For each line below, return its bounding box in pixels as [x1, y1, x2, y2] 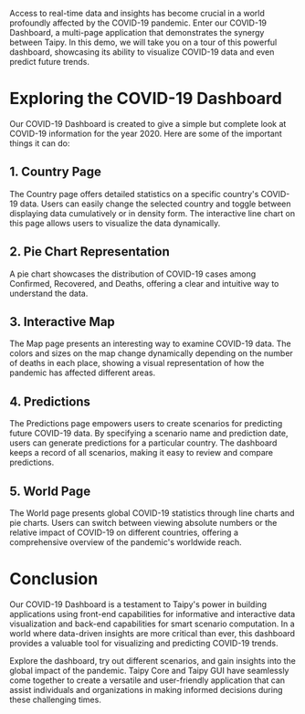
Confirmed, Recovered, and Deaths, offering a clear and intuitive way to [9, 278, 279, 289]
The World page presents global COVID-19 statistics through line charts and [9, 508, 295, 519]
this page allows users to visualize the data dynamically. [9, 217, 221, 228]
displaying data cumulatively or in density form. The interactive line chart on [9, 207, 295, 218]
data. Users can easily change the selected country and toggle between [19, 198, 291, 209]
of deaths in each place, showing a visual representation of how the [9, 358, 265, 369]
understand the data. [9, 288, 89, 299]
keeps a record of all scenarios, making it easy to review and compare [9, 447, 274, 458]
